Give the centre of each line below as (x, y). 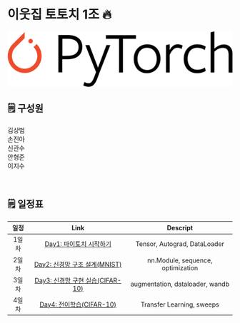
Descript (180, 227)
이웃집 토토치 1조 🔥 (60, 15)
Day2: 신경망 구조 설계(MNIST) (78, 264)
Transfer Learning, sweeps (180, 304)
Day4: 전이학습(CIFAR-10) (78, 304)
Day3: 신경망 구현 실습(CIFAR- (78, 281)
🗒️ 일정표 (26, 204)
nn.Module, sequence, (180, 260)
